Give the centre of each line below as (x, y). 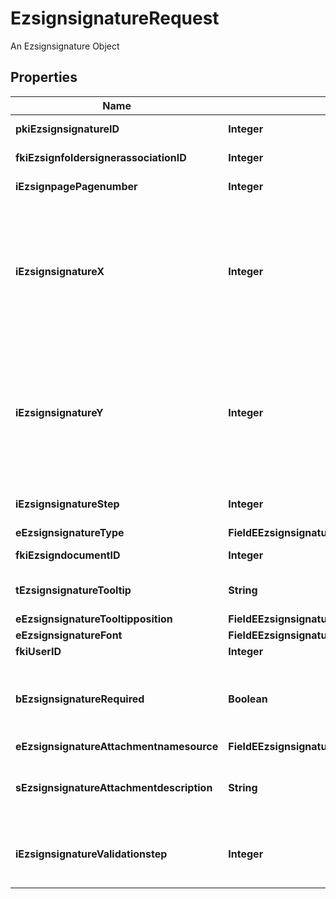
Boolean (248, 699)
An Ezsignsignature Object (65, 46)
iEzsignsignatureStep (67, 504)
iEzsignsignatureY (59, 412)
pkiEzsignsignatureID (67, 129)
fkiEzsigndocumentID (68, 555)
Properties (44, 77)
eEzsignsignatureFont (69, 635)
